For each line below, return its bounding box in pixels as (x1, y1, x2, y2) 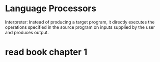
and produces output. (5, 29, 49, 35)
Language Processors (5, 3, 97, 14)
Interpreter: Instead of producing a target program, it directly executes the (5, 19, 155, 25)
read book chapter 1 (5, 47, 87, 58)
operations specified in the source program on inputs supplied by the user (5, 24, 155, 30)
